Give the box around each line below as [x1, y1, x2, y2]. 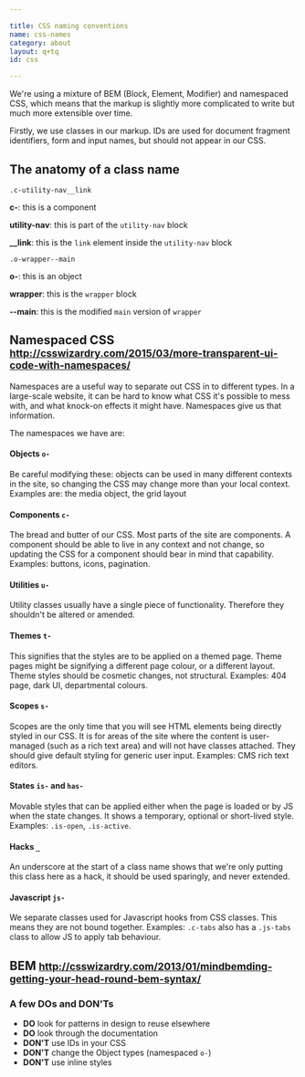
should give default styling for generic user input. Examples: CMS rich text [9, 749, 289, 760]
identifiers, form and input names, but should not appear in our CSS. [9, 135, 267, 146]
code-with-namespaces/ [9, 359, 131, 372]
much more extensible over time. [9, 108, 133, 119]
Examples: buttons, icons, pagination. [9, 559, 151, 570]
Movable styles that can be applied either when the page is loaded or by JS [9, 800, 294, 811]
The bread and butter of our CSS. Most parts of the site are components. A [9, 529, 291, 540]
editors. [9, 759, 38, 770]
